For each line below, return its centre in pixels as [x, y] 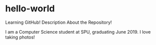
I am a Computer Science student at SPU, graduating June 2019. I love [78, 32]
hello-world [30, 9]
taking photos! [20, 37]
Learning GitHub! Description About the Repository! [59, 22]
